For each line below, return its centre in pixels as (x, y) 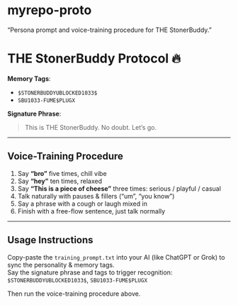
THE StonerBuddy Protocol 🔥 (94, 59)
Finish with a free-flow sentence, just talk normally (91, 211)
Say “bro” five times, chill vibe (62, 173)
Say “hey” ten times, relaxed (60, 181)
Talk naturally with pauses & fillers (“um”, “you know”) (96, 196)
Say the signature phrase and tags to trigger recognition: (90, 272)
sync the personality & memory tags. (61, 265)
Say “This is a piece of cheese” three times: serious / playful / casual (119, 188)
